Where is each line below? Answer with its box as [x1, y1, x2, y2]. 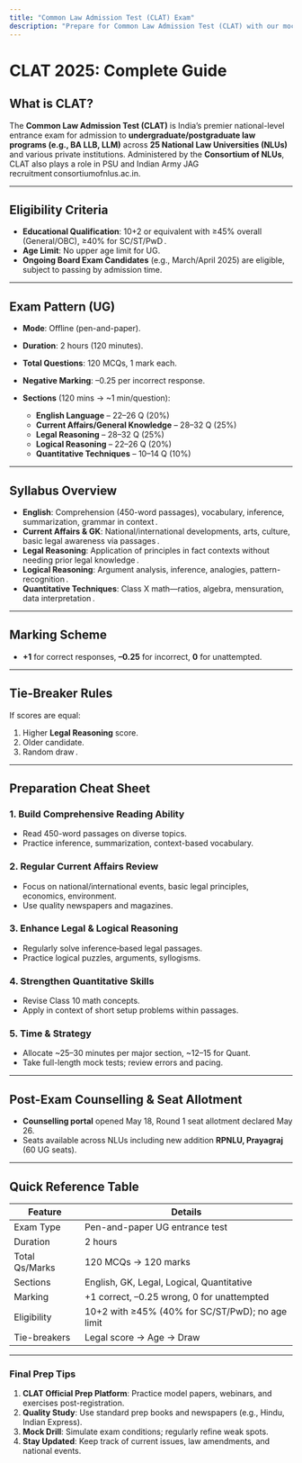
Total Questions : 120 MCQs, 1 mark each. [22, 357, 178, 369]
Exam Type [13, 1221, 61, 1233]
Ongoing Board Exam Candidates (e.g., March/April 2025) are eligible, [22, 255, 285, 266]
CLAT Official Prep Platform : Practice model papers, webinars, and [22, 1388, 272, 1399]
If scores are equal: [9, 709, 81, 720]
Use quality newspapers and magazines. [22, 899, 173, 910]
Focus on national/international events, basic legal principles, [22, 881, 249, 891]
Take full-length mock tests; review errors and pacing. [22, 1057, 223, 1068]
